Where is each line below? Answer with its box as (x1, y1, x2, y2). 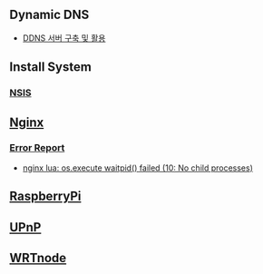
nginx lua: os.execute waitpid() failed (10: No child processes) (22, 162, 254, 173)
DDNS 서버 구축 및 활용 (22, 32, 106, 44)
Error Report (9, 142, 65, 154)
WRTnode (9, 250, 67, 266)
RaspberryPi (9, 189, 82, 204)
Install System (9, 59, 93, 75)
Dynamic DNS (9, 7, 90, 23)
